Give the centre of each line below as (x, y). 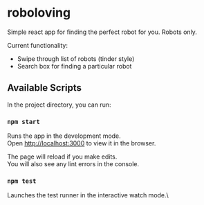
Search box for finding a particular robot (74, 66)
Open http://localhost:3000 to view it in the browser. (82, 143)
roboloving (39, 13)
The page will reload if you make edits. (62, 157)
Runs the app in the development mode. (64, 136)
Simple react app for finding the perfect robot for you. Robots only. (102, 32)
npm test (22, 181)
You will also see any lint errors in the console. (73, 164)
